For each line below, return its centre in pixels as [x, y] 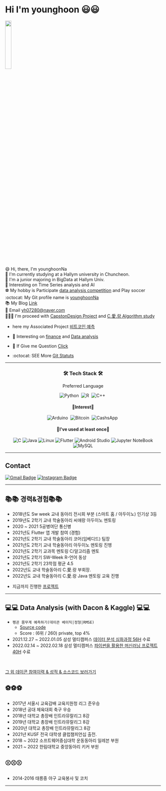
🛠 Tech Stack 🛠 [83, 373]
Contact [18, 466]
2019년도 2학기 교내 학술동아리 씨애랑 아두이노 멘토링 [64, 520]
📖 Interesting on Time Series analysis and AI [50, 285]
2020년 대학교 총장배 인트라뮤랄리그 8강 [51, 728]
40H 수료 [21, 652]
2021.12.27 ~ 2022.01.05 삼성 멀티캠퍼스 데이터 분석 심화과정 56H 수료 [81, 640]
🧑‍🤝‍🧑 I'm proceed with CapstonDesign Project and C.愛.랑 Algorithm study [80, 316]
